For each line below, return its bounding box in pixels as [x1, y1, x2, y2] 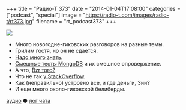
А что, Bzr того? [14, 66, 56, 73]
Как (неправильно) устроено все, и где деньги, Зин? [14, 79, 150, 86]
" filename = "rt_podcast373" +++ [32, 18, 117, 25]
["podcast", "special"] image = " [6, 11, 86, 19]
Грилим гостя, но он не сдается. [14, 47, 98, 54]
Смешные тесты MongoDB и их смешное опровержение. [14, 60, 162, 67]
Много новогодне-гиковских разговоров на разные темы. [14, 41, 164, 47]
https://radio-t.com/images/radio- [85, 11, 169, 19]
